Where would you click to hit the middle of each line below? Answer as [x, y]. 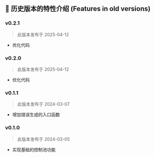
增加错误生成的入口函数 [36, 115]
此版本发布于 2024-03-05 [43, 139]
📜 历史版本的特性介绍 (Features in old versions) [78, 9]
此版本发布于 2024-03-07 [43, 104]
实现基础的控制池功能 [34, 150]
